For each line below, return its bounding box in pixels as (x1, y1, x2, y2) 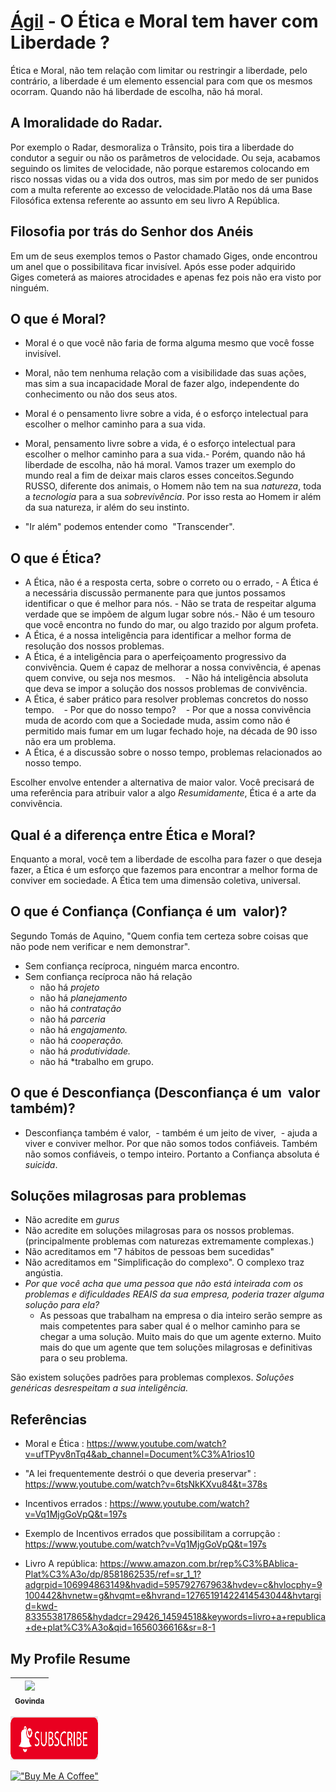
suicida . (24, 1158, 58, 1170)
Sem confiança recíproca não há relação (24, 970, 193, 982)
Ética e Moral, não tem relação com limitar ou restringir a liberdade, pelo (10, 64, 308, 76)
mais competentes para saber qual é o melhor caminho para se (39, 1320, 301, 1332)
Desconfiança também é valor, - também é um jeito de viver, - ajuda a (24, 1126, 318, 1139)
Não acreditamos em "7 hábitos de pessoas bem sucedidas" (24, 1246, 275, 1258)
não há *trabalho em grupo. (39, 1055, 154, 1067)
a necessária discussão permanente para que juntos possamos (24, 587, 286, 599)
